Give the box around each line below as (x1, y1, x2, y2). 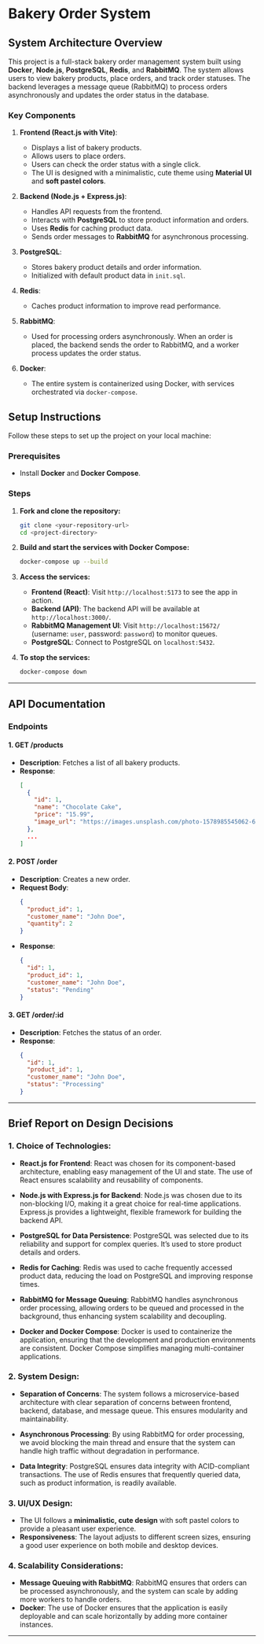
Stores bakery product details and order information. (31, 263, 202, 272)
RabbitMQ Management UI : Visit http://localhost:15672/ (31, 621, 221, 630)
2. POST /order (8, 857, 58, 866)
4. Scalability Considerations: (8, 1561, 124, 1572)
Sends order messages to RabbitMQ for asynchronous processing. (31, 232, 249, 241)
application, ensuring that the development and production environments (19, 1335, 256, 1344)
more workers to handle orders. (19, 1594, 122, 1605)
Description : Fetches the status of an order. (19, 1027, 163, 1037)
